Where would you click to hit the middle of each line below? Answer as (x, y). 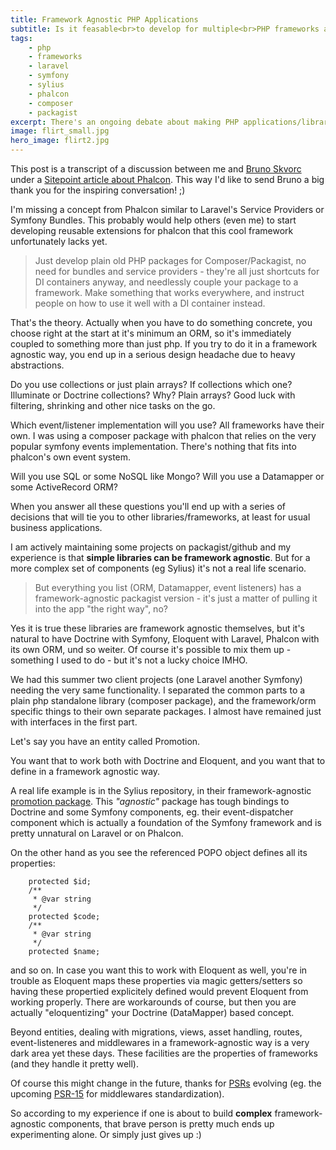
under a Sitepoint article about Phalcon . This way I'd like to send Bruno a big (167, 179)
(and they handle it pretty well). (74, 1064)
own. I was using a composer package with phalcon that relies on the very (163, 435)
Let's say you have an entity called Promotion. (105, 741)
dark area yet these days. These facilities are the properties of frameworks (164, 1053)
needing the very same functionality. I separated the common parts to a (158, 690)
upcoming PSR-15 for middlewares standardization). (117, 1094)
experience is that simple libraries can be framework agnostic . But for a (160, 557)
